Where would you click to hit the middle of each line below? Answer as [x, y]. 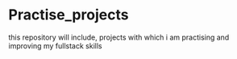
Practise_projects [69, 15]
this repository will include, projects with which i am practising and [119, 37]
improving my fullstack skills [55, 45]
